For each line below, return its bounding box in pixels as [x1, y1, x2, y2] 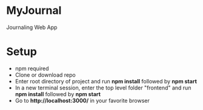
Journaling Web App [6, 24, 58, 31]
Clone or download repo [15, 71, 76, 79]
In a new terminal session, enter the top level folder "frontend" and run [15, 84, 191, 91]
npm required [15, 65, 50, 72]
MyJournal [6, 4, 62, 18]
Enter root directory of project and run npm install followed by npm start [15, 77, 197, 85]
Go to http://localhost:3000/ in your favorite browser [15, 97, 150, 104]
